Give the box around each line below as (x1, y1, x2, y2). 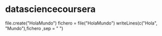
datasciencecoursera (5, 3, 96, 15)
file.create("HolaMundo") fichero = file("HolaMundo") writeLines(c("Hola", (5, 20, 158, 26)
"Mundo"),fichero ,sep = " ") (5, 25, 63, 31)
